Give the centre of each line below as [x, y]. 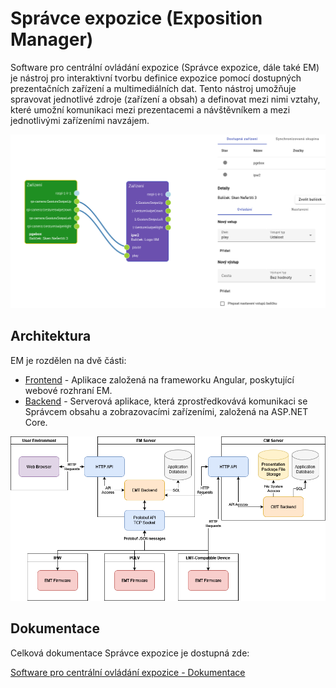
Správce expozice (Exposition [136, 18]
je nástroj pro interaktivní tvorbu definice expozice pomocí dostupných [156, 78]
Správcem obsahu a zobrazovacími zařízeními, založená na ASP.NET [166, 411]
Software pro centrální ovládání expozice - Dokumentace [128, 672]
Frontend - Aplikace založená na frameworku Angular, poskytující [159, 379]
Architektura [51, 336]
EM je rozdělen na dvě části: [68, 360]
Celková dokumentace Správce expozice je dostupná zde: [130, 653]
